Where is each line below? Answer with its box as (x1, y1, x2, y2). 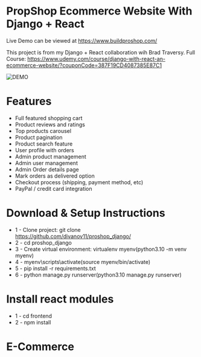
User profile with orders (14, 146, 74, 153)
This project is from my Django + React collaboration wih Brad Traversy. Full (6, 48, 195, 56)
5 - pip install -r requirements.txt (14, 265, 97, 272)
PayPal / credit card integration (14, 185, 92, 192)
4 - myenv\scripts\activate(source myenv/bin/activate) (14, 258, 151, 265)
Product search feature (14, 140, 73, 147)
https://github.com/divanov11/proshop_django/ (14, 233, 132, 240)
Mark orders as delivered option (14, 172, 95, 179)
